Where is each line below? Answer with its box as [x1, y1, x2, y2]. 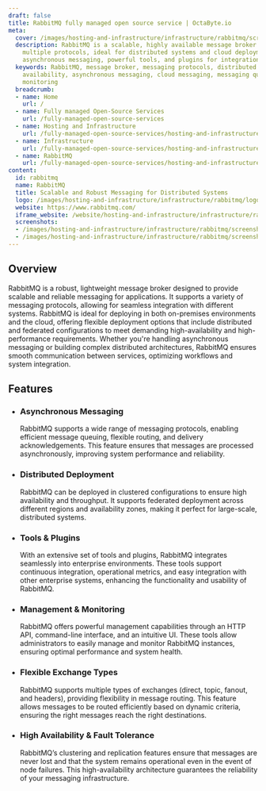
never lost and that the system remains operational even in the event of [19, 756, 252, 766]
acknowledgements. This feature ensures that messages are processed [19, 441, 254, 451]
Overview [8, 263, 58, 276]
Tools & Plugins [19, 532, 81, 543]
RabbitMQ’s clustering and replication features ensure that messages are [19, 747, 257, 758]
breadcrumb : [15, 85, 55, 94]
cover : [15, 33, 37, 42]
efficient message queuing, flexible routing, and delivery [19, 432, 204, 442]
